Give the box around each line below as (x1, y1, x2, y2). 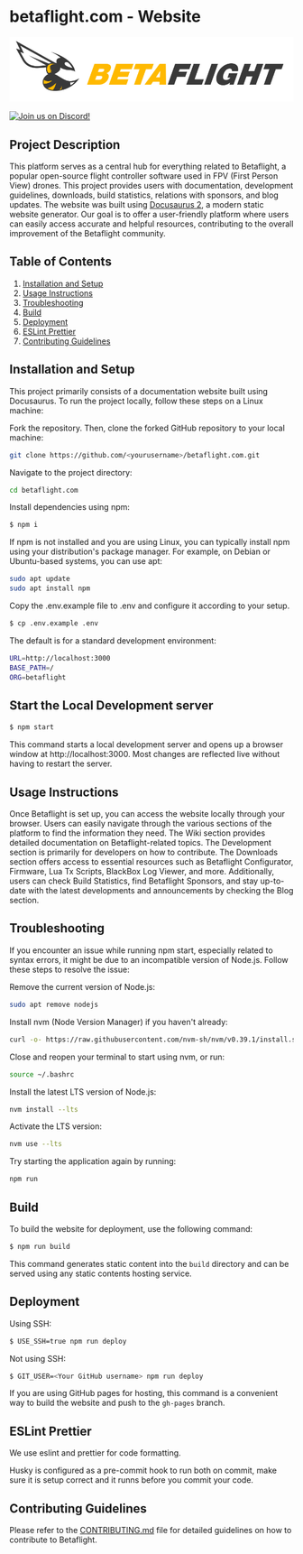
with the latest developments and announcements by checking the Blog (27, 885, 294, 896)
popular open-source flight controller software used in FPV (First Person (9, 171, 279, 181)
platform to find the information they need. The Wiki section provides (9, 828, 266, 838)
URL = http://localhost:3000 (9, 653, 111, 662)
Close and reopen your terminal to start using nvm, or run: (9, 1051, 225, 1062)
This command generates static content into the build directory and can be (9, 1258, 289, 1269)
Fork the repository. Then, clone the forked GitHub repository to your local (9, 422, 286, 433)
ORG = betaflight (9, 672, 67, 682)
